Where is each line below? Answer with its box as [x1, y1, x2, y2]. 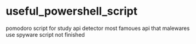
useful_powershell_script [5, 4, 138, 18]
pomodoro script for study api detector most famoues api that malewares [5, 24, 190, 32]
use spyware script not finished [5, 31, 85, 38]
